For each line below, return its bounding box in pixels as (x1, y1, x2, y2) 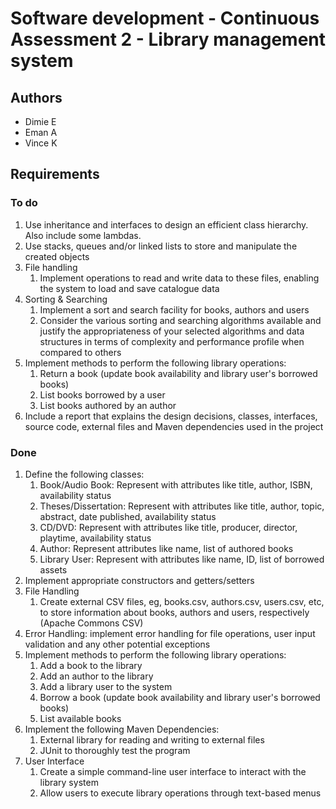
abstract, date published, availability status (39, 510, 217, 522)
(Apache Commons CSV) (39, 617, 144, 629)
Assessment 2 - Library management (10, 28, 326, 51)
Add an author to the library (39, 670, 154, 682)
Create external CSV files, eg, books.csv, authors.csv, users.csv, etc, (39, 595, 325, 607)
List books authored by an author (39, 399, 177, 411)
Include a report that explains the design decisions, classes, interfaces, (24, 410, 318, 422)
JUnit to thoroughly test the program (39, 744, 191, 756)
